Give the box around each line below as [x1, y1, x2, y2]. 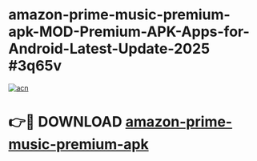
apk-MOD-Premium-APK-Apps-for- [8, 22, 250, 41]
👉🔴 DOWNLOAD [8, 113, 122, 131]
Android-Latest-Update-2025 [8, 40, 211, 58]
